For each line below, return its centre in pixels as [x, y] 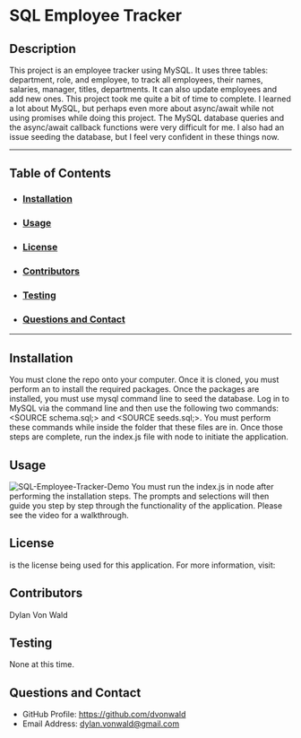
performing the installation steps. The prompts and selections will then [139, 496]
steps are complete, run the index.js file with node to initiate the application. [149, 437]
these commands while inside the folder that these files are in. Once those [146, 428]
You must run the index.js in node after [202, 486]
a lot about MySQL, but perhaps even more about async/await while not [142, 108]
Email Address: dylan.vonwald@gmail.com [101, 724]
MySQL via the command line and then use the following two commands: [144, 408]
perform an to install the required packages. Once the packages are [134, 389]
